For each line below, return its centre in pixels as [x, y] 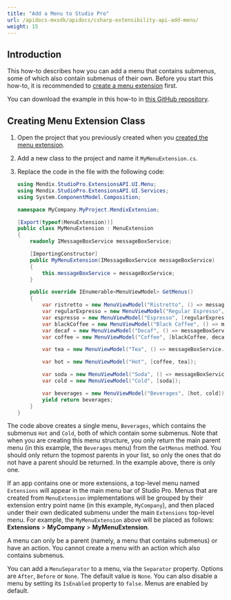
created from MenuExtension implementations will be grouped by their [105, 498]
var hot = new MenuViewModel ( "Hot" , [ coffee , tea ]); [120, 362]
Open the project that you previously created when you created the [112, 138]
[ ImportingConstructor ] [64, 254]
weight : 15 [23, 26]
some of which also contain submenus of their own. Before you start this [110, 78]
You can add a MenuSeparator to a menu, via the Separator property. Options [115, 569]
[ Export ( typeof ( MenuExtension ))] [65, 222]
